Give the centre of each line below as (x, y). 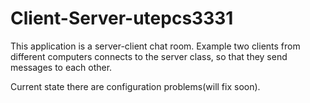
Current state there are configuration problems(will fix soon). (135, 86)
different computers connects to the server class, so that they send (149, 56)
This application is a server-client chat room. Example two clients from (155, 46)
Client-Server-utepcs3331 (122, 18)
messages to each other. (61, 67)
